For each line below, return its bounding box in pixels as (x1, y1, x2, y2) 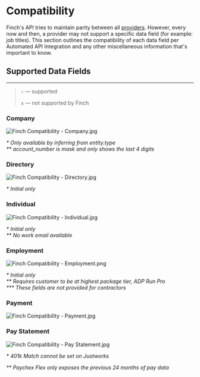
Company (6, 114, 35, 122)
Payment (6, 299, 33, 307)
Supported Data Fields (6, 67, 91, 77)
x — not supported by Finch (20, 99, 89, 106)
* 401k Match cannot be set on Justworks (6, 352, 109, 359)
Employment (6, 246, 44, 255)
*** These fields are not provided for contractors (6, 284, 126, 291)
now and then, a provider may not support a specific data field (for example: (6, 30, 193, 37)
